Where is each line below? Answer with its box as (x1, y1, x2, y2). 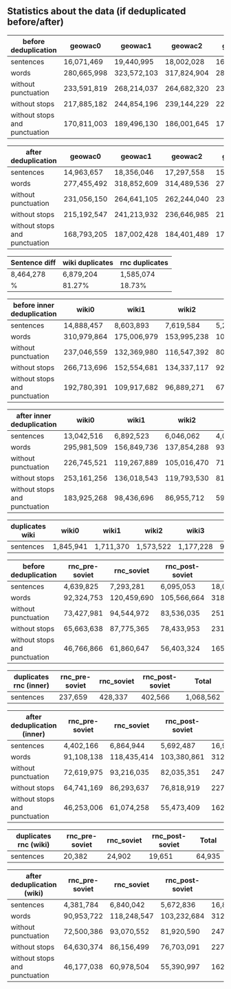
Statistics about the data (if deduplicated (7, 6, 186, 17)
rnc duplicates (120, 257, 168, 267)
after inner (16, 411, 52, 421)
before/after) (7, 17, 64, 28)
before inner (12, 300, 55, 310)
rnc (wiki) (17, 840, 50, 849)
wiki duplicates (62, 257, 113, 267)
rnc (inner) (13, 681, 49, 690)
